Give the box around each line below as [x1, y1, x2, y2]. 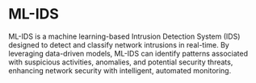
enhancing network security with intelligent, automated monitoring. [8, 65, 232, 75]
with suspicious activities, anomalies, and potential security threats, [8, 57, 233, 67]
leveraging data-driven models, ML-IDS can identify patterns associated [8, 48, 249, 58]
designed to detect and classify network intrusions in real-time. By [8, 39, 230, 49]
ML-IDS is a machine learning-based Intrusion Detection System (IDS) [8, 31, 241, 41]
